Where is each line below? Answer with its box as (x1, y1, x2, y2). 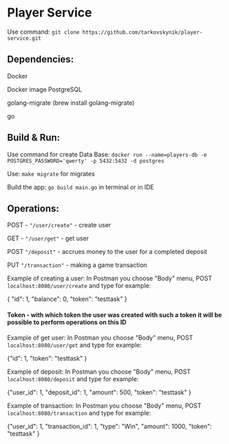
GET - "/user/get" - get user (7, 234, 89, 242)
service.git (7, 34, 41, 42)
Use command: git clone (7, 28, 80, 36)
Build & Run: (7, 132, 61, 144)
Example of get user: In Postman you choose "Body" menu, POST (7, 333, 193, 341)
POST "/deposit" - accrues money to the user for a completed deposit (7, 248, 208, 256)
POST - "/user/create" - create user (7, 221, 111, 229)
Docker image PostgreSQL (7, 85, 83, 94)
